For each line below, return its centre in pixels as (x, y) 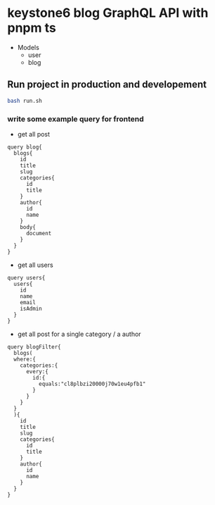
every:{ (37, 371)
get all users (35, 265)
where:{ (25, 359)
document (39, 233)
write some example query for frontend (76, 119)
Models (28, 47)
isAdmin (31, 308)
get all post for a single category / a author (79, 334)
